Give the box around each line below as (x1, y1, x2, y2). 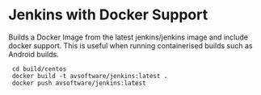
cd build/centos (11, 64, 67, 73)
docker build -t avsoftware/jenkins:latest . (11, 72, 168, 80)
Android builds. (8, 49, 59, 59)
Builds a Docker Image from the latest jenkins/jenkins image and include (8, 32, 249, 42)
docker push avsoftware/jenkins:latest (11, 79, 147, 87)
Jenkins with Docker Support (8, 6, 208, 24)
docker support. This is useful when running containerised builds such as (8, 40, 253, 50)
